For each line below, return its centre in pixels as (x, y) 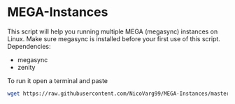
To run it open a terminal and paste (58, 80)
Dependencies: (29, 46)
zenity (26, 67)
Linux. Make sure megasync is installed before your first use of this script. (114, 38)
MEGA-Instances (58, 12)
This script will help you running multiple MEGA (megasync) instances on (113, 31)
